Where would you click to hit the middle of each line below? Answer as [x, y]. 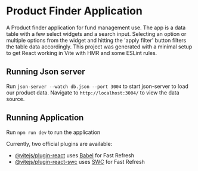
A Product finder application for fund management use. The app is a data [96, 28]
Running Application [45, 118]
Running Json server [46, 72]
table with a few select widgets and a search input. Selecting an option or [96, 33]
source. [16, 99]
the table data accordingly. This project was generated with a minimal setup [99, 47]
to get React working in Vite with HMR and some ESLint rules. [82, 53]
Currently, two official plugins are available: [59, 143]
